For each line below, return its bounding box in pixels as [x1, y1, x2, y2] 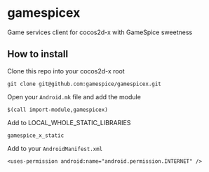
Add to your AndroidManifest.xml [7, 144, 103, 152]
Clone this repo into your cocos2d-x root [7, 66, 125, 75]
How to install [7, 48, 69, 60]
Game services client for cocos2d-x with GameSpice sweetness [7, 28, 193, 36]
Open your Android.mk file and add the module [7, 92, 142, 101]
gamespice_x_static [7, 131, 65, 139]
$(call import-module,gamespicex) [7, 106, 109, 113]
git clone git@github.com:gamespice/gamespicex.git [7, 80, 161, 87]
